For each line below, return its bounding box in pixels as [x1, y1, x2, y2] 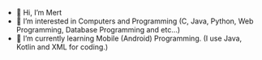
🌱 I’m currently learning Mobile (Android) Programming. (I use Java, [15, 33, 243, 43]
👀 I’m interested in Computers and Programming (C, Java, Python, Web [15, 16, 254, 26]
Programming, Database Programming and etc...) [15, 25, 181, 34]
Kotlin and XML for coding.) [15, 42, 109, 52]
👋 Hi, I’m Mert [15, 8, 62, 17]
